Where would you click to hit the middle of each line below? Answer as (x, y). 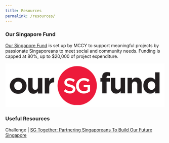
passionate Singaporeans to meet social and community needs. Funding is (83, 51)
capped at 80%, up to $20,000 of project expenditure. (62, 56)
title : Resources (24, 11)
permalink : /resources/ (30, 16)
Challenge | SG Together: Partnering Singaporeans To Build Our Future (79, 130)
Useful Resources (28, 119)
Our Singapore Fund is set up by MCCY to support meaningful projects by (82, 45)
